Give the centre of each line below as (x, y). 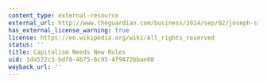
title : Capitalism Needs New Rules (67, 52)
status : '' (26, 45)
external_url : (32, 23)
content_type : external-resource (64, 15)
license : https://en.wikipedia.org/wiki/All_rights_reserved (112, 38)
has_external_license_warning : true (69, 30)
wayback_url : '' (35, 67)
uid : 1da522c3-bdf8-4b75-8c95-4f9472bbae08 (81, 60)
